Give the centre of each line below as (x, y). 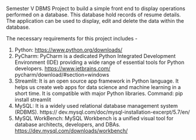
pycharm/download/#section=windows (62, 75)
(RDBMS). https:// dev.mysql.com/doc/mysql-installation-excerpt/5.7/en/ (102, 112)
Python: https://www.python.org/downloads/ (68, 50)
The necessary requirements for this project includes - (72, 38)
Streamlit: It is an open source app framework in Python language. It (97, 81)
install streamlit (33, 100)
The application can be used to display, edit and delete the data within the (95, 21)
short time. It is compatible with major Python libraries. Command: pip (99, 93)
